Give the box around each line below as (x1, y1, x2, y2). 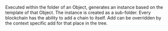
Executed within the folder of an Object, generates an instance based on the (5, 4, 163, 10)
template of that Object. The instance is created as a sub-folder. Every (5, 9, 151, 15)
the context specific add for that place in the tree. (5, 20, 108, 26)
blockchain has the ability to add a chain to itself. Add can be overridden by (5, 15, 161, 20)
